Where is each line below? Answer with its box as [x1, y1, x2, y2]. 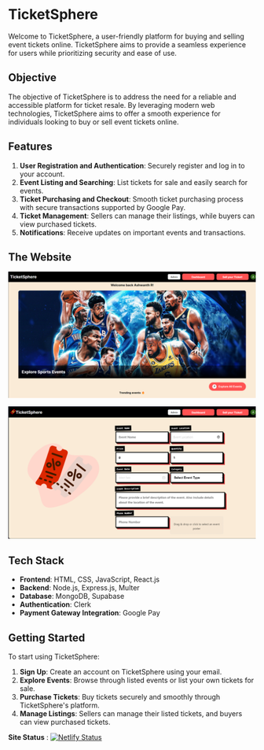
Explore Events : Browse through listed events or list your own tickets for [19, 675, 255, 685]
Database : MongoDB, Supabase [19, 592, 125, 601]
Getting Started [8, 631, 86, 645]
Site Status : [8, 733, 49, 742]
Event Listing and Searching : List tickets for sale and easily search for [19, 177, 248, 187]
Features [8, 140, 53, 153]
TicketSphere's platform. [19, 700, 100, 710]
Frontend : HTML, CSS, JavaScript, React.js [19, 575, 159, 584]
